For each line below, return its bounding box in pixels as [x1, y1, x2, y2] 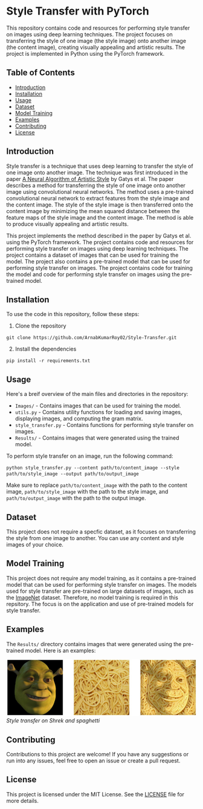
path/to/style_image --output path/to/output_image [6, 471, 139, 477]
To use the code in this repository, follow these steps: [6, 311, 140, 318]
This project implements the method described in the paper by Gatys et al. [6, 232, 192, 239]
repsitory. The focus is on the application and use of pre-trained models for [6, 600, 194, 607]
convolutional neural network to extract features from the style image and [6, 194, 190, 202]
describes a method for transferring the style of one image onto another [6, 182, 186, 189]
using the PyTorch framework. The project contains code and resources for [6, 238, 194, 246]
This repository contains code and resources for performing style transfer [6, 24, 190, 31]
